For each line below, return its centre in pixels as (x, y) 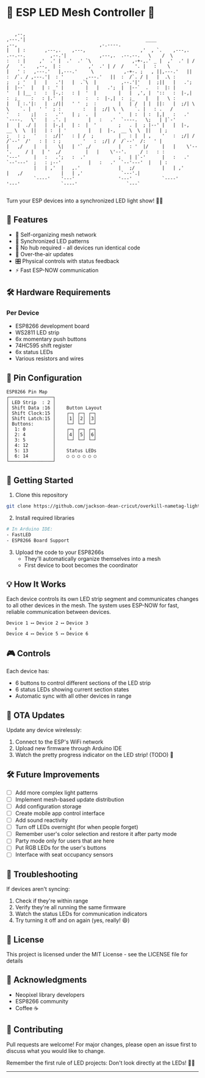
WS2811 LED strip (37, 333)
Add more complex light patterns (56, 792)
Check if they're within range (52, 901)
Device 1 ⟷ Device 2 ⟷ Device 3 (47, 623)
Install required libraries (45, 518)
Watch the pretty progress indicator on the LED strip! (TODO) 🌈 (94, 755)
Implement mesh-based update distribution (70, 799)
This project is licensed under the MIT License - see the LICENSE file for (97, 954)
